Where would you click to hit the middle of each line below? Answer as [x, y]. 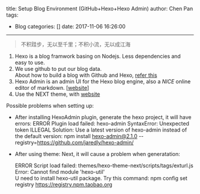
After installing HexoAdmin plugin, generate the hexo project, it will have [103, 117]
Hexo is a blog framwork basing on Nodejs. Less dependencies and [98, 56]
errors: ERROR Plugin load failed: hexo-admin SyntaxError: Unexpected [102, 123]
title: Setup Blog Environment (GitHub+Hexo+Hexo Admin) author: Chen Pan [100, 9]
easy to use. [30, 62]
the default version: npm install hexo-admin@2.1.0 [76, 136]
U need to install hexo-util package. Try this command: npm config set [101, 178]
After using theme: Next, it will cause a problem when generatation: [97, 154]
